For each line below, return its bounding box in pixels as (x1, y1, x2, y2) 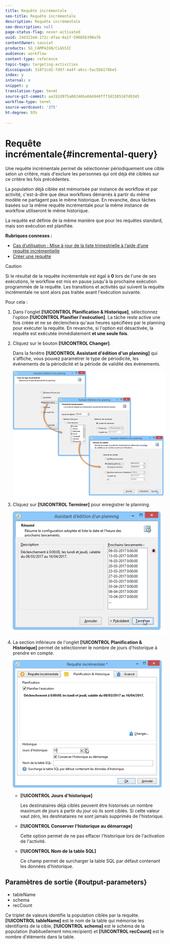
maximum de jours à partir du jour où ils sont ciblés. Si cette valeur (20, 807, 160, 813)
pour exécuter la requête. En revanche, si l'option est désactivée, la (12, 325, 154, 331)
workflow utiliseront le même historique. (5, 208, 89, 214)
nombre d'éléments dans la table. (5, 933, 75, 939)
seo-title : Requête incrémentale (5, 13, 76, 19)
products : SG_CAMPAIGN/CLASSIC (5, 46, 72, 51)
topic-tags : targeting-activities (5, 61, 79, 67)
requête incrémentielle (12, 248, 60, 254)
